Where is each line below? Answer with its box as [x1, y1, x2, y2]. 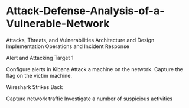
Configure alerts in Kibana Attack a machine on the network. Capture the [6, 65, 183, 72]
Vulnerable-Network [6, 17, 110, 30]
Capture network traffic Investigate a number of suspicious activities [6, 95, 173, 102]
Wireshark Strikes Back [6, 83, 63, 90]
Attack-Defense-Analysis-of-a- [6, 4, 165, 18]
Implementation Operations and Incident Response [6, 43, 130, 50]
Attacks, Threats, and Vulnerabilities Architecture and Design [6, 36, 155, 43]
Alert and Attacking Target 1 [6, 54, 74, 61]
